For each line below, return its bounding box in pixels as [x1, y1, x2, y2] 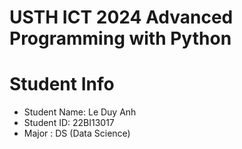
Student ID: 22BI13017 [23, 117, 115, 129]
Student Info [9, 73, 115, 96]
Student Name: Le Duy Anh [23, 106, 137, 118]
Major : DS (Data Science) [23, 127, 131, 140]
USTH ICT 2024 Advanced [9, 6, 234, 29]
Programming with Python [9, 27, 232, 50]
